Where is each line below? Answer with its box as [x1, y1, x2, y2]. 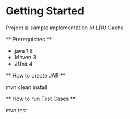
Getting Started [5, 4, 85, 18]
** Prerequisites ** [5, 35, 52, 43]
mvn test [5, 106, 28, 114]
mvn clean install [5, 83, 48, 91]
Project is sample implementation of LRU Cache [5, 24, 124, 31]
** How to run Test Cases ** [5, 95, 76, 102]
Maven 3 [14, 53, 37, 61]
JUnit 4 [14, 60, 33, 67]
